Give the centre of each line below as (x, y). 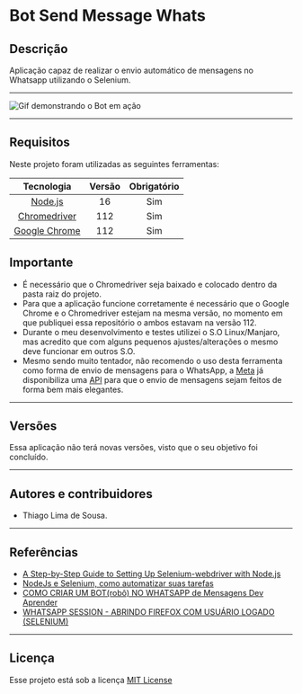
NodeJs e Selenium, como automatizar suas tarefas (118, 583)
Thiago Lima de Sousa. (65, 516)
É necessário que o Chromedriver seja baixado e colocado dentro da (150, 284)
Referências (44, 552)
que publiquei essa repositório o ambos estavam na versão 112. (140, 322)
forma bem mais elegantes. (73, 389)
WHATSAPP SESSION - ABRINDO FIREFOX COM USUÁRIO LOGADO (148, 612)
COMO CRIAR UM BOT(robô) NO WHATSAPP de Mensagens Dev (143, 593)
